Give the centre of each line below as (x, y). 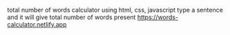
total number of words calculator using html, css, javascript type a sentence (115, 10)
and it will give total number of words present (71, 17)
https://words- (157, 17)
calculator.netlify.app (37, 24)
